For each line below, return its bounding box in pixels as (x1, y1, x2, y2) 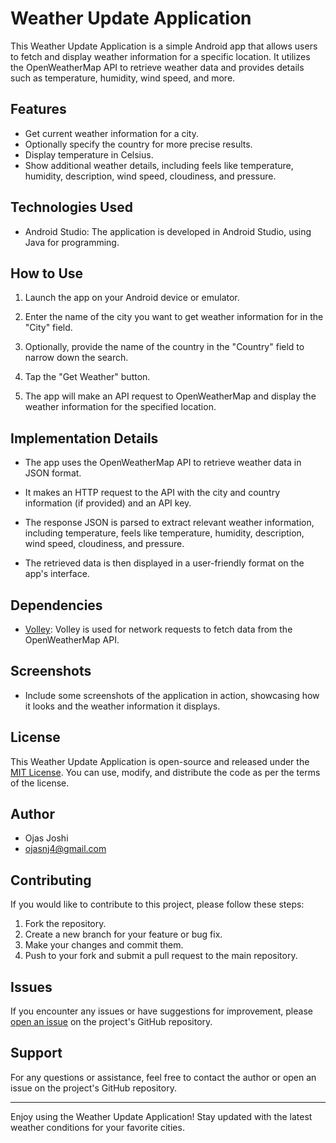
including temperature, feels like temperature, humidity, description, (24, 527, 305, 539)
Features (10, 101, 67, 118)
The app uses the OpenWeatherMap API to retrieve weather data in (24, 457, 302, 469)
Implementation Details (10, 430, 159, 447)
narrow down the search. (24, 352, 129, 364)
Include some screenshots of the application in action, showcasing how (24, 689, 320, 701)
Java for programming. (24, 236, 120, 248)
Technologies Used (10, 199, 133, 216)
